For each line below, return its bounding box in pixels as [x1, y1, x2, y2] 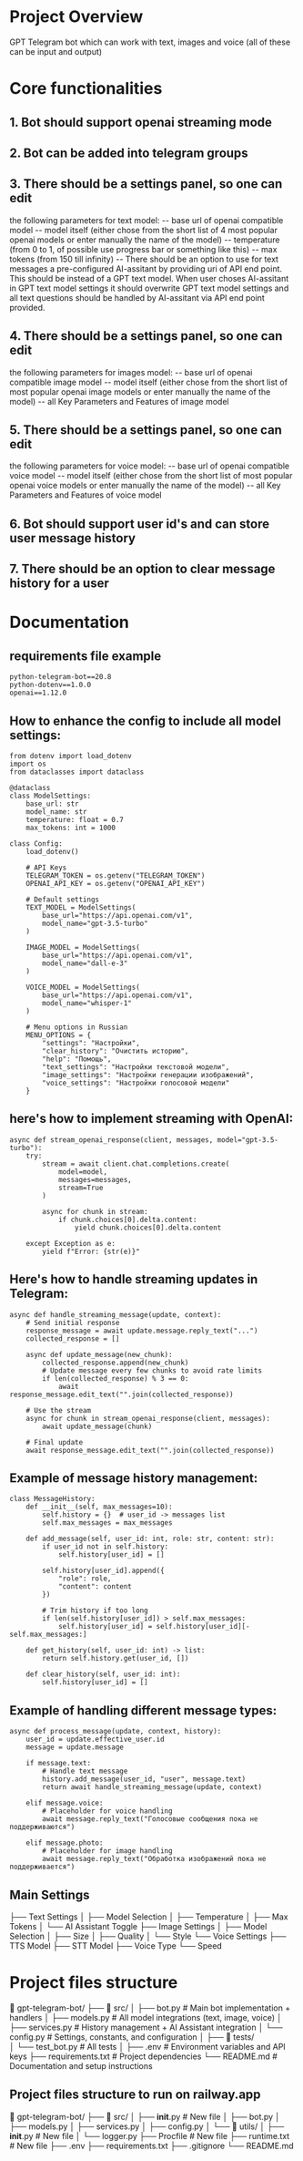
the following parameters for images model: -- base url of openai [9, 366, 253, 377]
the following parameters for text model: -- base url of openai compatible [9, 214, 284, 225]
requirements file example [9, 648, 162, 664]
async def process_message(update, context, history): [9, 1727, 222, 1736]
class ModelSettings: [9, 791, 92, 800]
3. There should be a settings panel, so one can [9, 176, 283, 192]
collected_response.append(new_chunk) [42, 1358, 189, 1367]
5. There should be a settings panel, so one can [9, 422, 282, 437]
